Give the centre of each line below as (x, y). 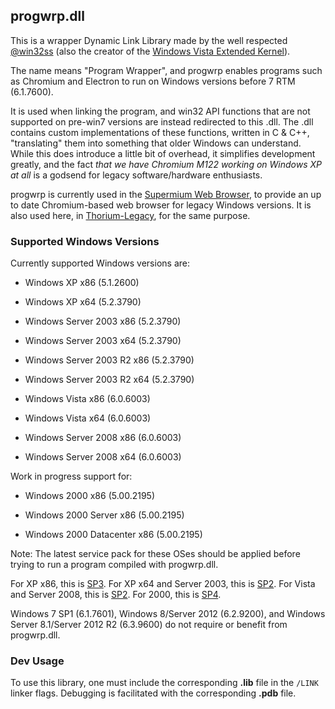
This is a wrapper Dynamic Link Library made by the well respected (149, 40)
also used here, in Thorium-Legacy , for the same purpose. (130, 215)
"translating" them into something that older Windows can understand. (156, 143)
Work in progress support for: (71, 476)
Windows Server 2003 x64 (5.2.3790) (103, 341)
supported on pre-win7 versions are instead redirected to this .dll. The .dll (162, 121)
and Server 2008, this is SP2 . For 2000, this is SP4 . (116, 595)
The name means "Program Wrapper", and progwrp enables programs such (166, 70)
